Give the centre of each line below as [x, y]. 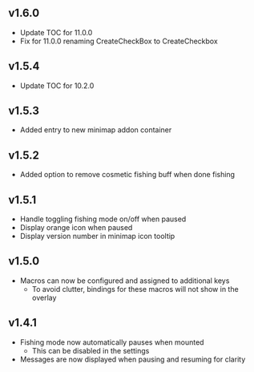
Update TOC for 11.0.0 [56, 32]
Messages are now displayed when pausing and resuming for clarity [133, 359]
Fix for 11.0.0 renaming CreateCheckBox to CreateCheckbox [119, 41]
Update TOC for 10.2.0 [57, 85]
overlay [44, 297]
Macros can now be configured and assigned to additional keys [125, 281]
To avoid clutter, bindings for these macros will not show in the [135, 289]
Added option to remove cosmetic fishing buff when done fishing [127, 175]
